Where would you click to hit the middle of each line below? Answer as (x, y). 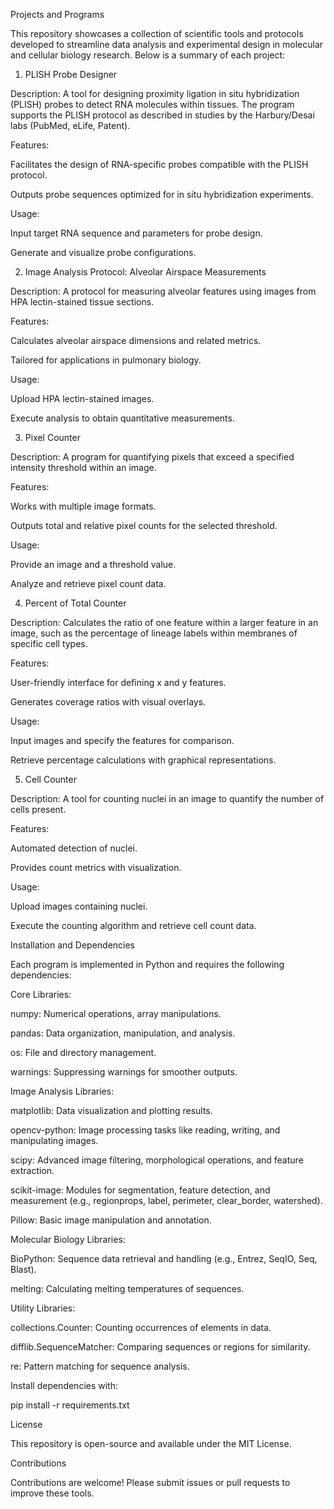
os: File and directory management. (83, 1052)
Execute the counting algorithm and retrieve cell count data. (133, 925)
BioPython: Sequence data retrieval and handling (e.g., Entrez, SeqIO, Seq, (164, 1258)
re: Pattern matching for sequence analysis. (100, 1366)
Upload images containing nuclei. (79, 906)
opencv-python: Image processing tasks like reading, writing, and (145, 1130)
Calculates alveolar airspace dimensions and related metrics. (136, 340)
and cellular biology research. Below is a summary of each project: (148, 55)
